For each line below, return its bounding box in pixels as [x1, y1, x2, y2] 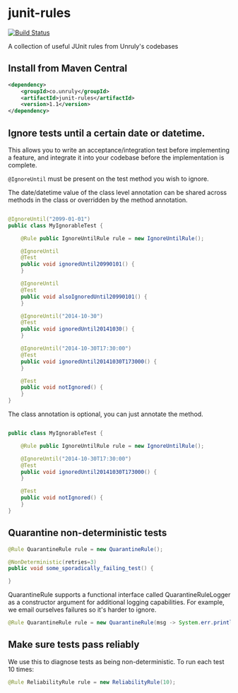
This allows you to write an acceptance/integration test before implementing [8, 146, 230, 154]
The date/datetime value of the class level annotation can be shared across [8, 188, 227, 196]
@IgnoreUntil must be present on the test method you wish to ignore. [8, 174, 209, 183]
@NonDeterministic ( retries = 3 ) [8, 558, 97, 566]
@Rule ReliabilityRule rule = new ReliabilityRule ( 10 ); [8, 678, 176, 686]
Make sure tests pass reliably [8, 639, 140, 651]
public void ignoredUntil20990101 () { [20, 261, 135, 268]
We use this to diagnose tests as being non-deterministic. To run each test [8, 657, 225, 665]
